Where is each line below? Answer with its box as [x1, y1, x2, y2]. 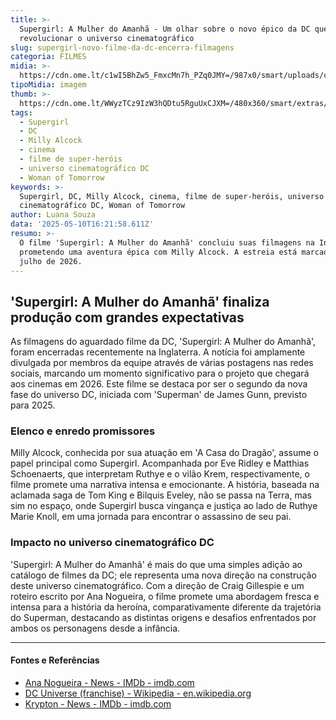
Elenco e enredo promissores [10, 424, 156, 438]
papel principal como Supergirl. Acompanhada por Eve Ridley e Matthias [10, 457, 310, 470]
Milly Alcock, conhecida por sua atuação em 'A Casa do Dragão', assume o [10, 447, 320, 459]
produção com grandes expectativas [10, 309, 245, 326]
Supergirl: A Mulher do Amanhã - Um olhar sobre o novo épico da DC [19, 24, 311, 34]
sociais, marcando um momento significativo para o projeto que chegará [10, 367, 310, 380]
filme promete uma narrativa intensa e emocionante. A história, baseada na [10, 479, 320, 491]
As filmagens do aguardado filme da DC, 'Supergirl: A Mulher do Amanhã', [10, 336, 317, 348]
